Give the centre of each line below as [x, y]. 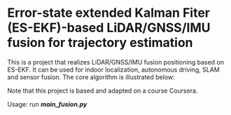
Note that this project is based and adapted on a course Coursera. [103, 90]
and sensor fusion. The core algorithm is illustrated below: [91, 77]
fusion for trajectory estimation [100, 43]
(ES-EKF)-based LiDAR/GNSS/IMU [109, 28]
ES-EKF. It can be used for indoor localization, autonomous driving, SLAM [114, 69]
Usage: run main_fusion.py [47, 104]
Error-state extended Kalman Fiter [108, 13]
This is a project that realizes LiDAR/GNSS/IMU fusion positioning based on [115, 62]
